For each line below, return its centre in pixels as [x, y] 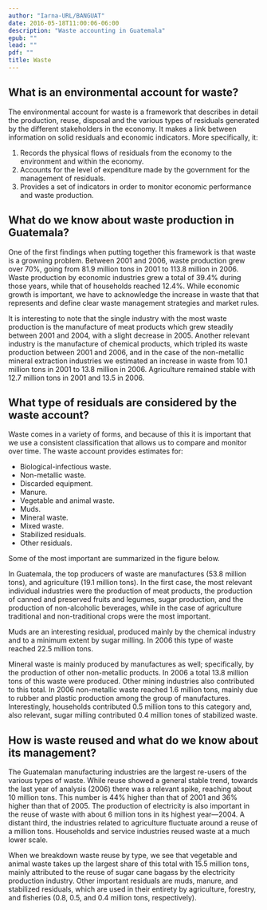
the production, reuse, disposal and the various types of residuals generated [134, 120]
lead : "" [23, 45]
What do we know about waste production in [122, 220]
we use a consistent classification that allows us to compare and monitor [128, 443]
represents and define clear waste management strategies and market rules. [134, 303]
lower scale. [28, 840]
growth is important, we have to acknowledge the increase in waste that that [133, 294]
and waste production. [57, 195]
